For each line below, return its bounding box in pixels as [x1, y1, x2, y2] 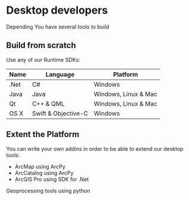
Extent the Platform [6, 129, 80, 139]
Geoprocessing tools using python [6, 187, 90, 194]
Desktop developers [6, 4, 108, 17]
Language [45, 70, 75, 78]
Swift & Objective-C [31, 109, 88, 118]
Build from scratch [6, 40, 76, 50]
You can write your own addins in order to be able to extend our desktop [6, 145, 184, 152]
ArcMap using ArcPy [14, 163, 65, 170]
